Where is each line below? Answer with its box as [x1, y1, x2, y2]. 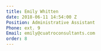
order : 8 [6, 36, 27, 42]
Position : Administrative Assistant [6, 19, 95, 25]
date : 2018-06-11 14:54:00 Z [6, 14, 77, 20]
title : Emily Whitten [6, 8, 59, 15]
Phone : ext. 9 [6, 25, 41, 31]
